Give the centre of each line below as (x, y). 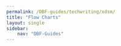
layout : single (26, 23)
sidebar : (17, 28)
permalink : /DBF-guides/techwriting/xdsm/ (61, 12)
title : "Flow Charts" (34, 17)
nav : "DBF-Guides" (40, 34)
